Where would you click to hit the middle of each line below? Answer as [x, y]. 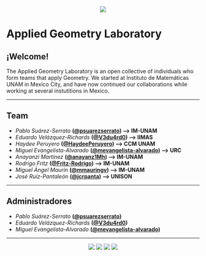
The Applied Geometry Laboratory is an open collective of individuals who [100, 71]
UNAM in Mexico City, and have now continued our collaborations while [97, 84]
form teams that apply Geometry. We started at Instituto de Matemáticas [97, 78]
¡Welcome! [28, 56]
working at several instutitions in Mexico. [58, 91]
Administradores [39, 202]
